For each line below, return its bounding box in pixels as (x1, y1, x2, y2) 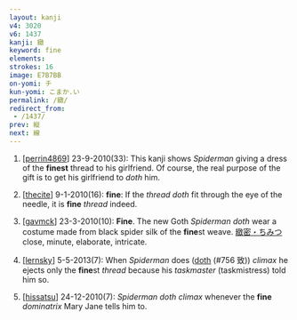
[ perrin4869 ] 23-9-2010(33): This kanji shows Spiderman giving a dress (21, 153, 287, 164)
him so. (21, 274, 50, 284)
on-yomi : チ (9, 79, 52, 88)
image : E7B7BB (9, 71, 62, 80)
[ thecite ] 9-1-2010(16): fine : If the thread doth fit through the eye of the (21, 188, 283, 200)
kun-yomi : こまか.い (9, 87, 80, 96)
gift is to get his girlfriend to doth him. (21, 172, 161, 182)
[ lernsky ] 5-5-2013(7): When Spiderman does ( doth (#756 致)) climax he (21, 254, 289, 265)
